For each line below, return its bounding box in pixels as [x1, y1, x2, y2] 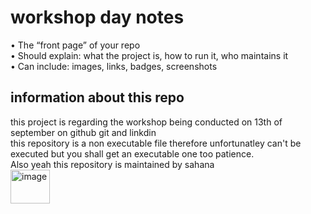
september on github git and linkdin [10, 126, 157, 138]
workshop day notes [10, 6, 185, 29]
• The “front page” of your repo [10, 39, 141, 51]
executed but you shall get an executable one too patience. [10, 147, 255, 160]
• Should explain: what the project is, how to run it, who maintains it [10, 49, 289, 61]
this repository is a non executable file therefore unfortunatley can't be [10, 137, 302, 149]
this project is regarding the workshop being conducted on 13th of [10, 116, 283, 128]
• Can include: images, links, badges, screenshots [10, 60, 218, 72]
